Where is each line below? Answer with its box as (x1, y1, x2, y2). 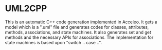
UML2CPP (5, 3, 47, 14)
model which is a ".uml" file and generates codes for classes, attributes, (5, 24, 149, 30)
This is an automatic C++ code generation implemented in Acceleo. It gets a (5, 19, 158, 25)
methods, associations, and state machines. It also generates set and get (5, 29, 152, 35)
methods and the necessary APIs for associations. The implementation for (5, 34, 154, 40)
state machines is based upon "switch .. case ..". (5, 39, 102, 45)
